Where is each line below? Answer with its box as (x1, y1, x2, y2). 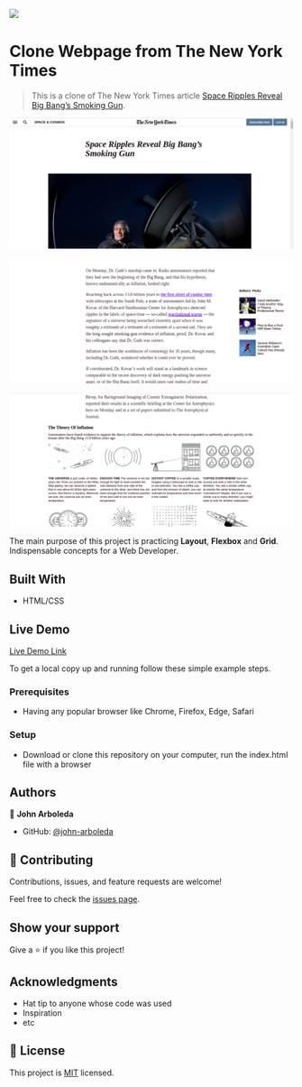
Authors (9, 785, 57, 800)
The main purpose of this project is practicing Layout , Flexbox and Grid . (9, 536, 279, 547)
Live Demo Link (9, 646, 68, 657)
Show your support (9, 920, 120, 935)
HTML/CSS (22, 595, 65, 606)
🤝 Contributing (9, 852, 94, 868)
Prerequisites (9, 686, 69, 698)
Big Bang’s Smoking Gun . (31, 99, 126, 110)
